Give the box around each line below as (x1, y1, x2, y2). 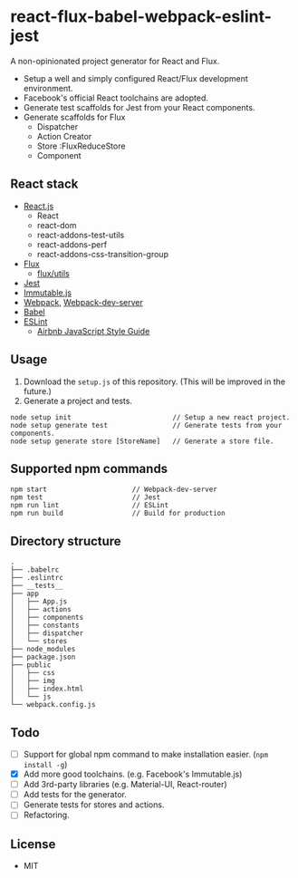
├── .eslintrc (10, 574, 64, 583)
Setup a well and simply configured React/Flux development (23, 72, 248, 83)
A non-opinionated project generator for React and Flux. (10, 55, 220, 66)
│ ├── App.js (10, 597, 68, 606)
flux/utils (36, 267, 71, 278)
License (10, 836, 56, 852)
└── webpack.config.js (10, 700, 96, 709)
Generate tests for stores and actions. (23, 799, 165, 810)
